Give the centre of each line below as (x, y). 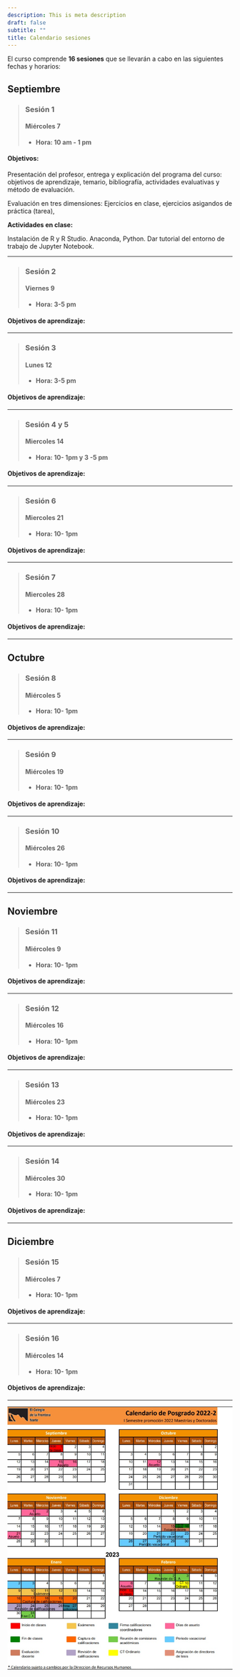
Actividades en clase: (40, 224)
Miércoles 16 (44, 1026)
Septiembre (34, 89)
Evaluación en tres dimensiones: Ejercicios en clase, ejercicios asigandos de (120, 203)
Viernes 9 (40, 289)
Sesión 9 (40, 755)
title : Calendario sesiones (49, 38)
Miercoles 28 (45, 594)
